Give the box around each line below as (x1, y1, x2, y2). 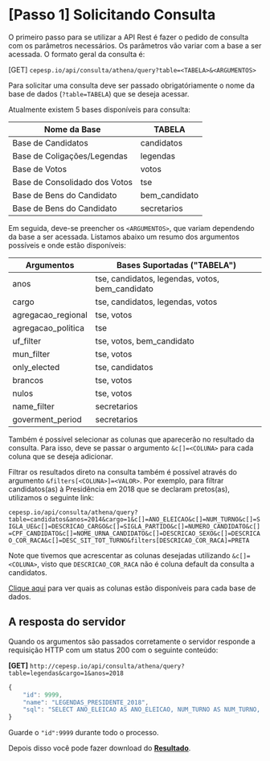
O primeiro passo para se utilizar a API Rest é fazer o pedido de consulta (8, 32, 249, 42)
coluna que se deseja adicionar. (8, 451, 114, 461)
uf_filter (12, 335, 42, 347)
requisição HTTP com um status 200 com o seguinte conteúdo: (8, 645, 219, 655)
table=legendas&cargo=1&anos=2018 (8, 669, 125, 677)
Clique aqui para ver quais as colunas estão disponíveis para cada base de (8, 583, 256, 593)
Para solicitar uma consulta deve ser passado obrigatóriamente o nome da (8, 80, 256, 90)
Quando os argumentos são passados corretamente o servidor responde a (8, 636, 256, 646)
